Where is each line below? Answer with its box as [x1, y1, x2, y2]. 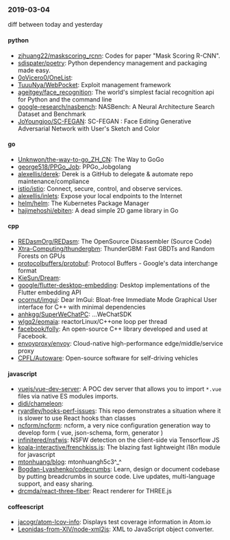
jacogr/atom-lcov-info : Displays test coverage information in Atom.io [17, 518, 212, 526]
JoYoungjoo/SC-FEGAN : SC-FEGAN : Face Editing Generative [17, 117, 192, 125]
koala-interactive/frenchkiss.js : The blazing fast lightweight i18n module [17, 443, 221, 451]
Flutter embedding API [17, 288, 81, 296]
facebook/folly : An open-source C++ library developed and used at [17, 325, 208, 333]
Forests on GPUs [17, 252, 66, 260]
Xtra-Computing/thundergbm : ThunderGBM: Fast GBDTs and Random [17, 244, 215, 253]
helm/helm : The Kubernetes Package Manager [17, 199, 149, 207]
